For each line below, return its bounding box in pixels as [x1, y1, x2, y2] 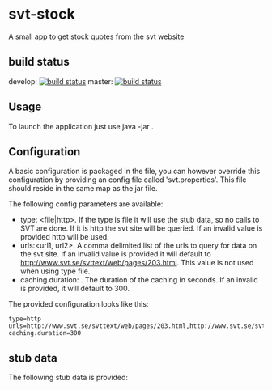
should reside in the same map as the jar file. [8, 184, 158, 193]
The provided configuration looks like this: [8, 299, 149, 309]
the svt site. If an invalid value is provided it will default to [19, 249, 212, 259]
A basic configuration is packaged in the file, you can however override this [8, 167, 261, 176]
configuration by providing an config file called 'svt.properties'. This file [8, 175, 247, 184]
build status [8, 55, 70, 69]
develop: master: [8, 76, 113, 86]
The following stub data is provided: [8, 373, 128, 383]
